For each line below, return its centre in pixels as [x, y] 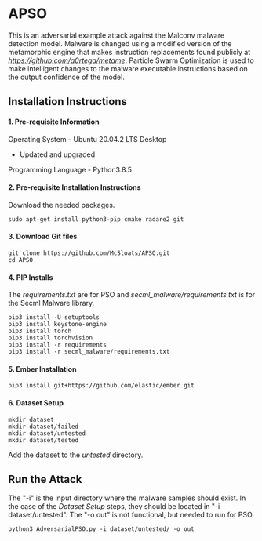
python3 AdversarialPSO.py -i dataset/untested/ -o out [101, 529]
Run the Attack [45, 479]
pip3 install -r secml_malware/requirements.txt [89, 352]
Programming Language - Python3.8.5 [70, 169]
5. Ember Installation [42, 369]
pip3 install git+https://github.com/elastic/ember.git [101, 386]
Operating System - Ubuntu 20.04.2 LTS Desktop [87, 139]
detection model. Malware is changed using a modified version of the [120, 43]
